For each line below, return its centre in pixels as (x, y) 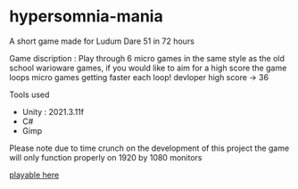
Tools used (29, 94)
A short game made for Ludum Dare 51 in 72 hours (102, 41)
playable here (34, 175)
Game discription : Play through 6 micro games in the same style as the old (147, 58)
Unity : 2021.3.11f (53, 111)
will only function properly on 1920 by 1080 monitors (106, 157)
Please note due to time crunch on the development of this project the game (149, 148)
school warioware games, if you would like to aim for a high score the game (148, 68)
